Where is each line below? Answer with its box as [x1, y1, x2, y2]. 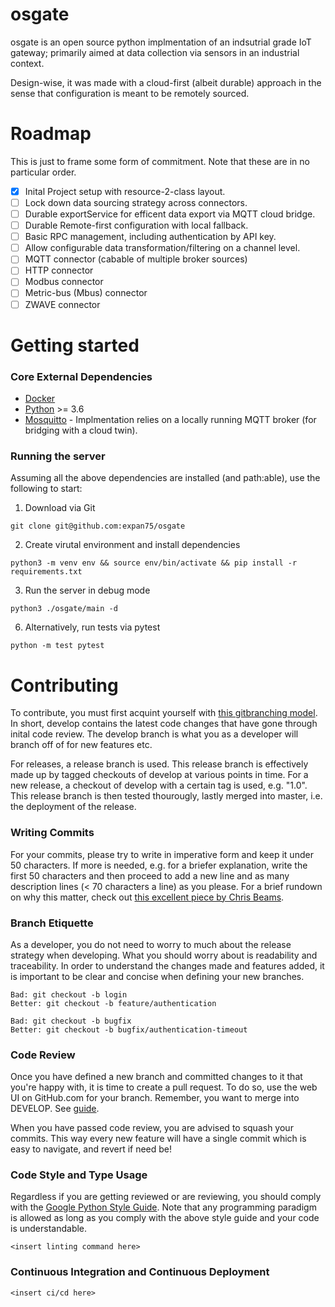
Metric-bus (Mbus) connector [24, 287, 148, 299]
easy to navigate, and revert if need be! [10, 1143, 173, 1155]
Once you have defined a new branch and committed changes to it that [10, 1071, 303, 1083]
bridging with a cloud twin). [24, 424, 138, 437]
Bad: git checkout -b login [10, 989, 128, 1000]
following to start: [10, 483, 83, 495]
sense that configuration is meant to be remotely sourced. [10, 87, 250, 99]
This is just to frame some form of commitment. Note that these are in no [10, 155, 310, 167]
